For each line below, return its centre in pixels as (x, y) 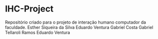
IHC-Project (29, 9)
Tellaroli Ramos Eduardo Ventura (38, 32)
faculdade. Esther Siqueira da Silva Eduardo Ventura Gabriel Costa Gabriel (79, 27)
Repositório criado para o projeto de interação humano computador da (76, 22)
